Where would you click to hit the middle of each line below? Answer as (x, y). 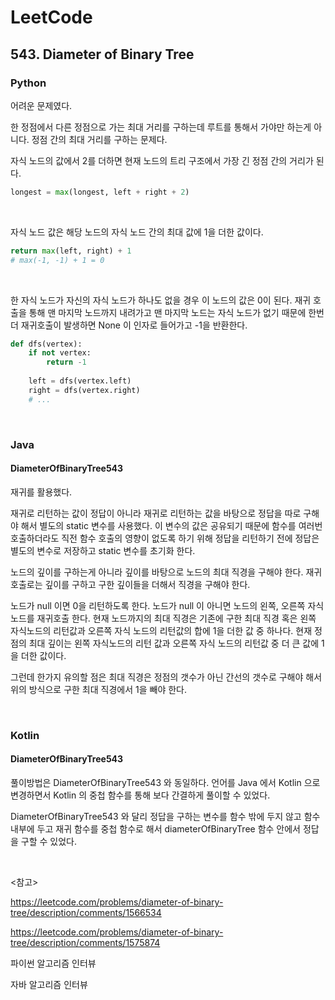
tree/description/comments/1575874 (85, 942)
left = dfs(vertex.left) (80, 381)
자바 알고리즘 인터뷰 (49, 984)
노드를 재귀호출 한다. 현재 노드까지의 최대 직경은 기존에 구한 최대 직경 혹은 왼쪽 (163, 618)
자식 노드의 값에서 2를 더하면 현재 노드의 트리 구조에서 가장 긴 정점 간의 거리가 (162, 160)
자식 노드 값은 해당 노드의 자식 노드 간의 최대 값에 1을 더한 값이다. (137, 232)
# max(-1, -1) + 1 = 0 (57, 260)
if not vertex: (60, 353)
